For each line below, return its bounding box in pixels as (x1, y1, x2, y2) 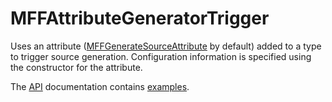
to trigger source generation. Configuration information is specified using (10, 50, 312, 62)
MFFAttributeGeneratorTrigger (10, 7, 270, 30)
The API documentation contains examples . (10, 80, 190, 92)
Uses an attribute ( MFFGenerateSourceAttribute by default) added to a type (10, 40, 322, 52)
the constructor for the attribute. (10, 61, 143, 73)
